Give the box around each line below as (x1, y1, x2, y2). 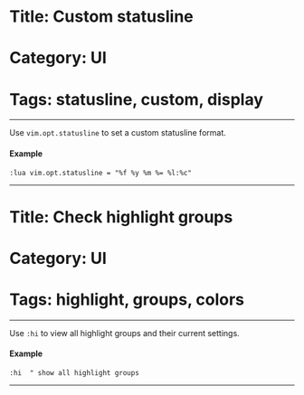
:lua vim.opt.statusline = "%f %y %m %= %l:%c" (9, 168, 193, 177)
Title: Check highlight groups (9, 206, 233, 227)
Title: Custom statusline (9, 6, 194, 27)
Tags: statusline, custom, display (9, 89, 264, 109)
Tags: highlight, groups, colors (9, 289, 245, 310)
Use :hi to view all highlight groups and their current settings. (9, 327, 240, 338)
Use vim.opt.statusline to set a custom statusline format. (9, 127, 226, 138)
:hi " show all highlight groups (9, 369, 140, 378)
